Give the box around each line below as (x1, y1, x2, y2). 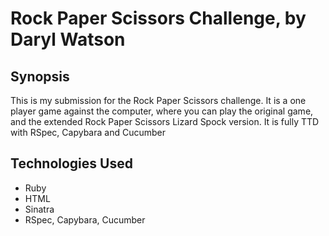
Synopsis (10, 68, 70, 85)
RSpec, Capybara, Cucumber (24, 213, 146, 226)
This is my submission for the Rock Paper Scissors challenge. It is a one (10, 95, 307, 106)
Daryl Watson (10, 28, 126, 51)
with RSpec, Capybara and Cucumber (10, 127, 166, 138)
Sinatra (24, 203, 55, 215)
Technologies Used (10, 155, 133, 172)
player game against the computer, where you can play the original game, (10, 105, 314, 117)
